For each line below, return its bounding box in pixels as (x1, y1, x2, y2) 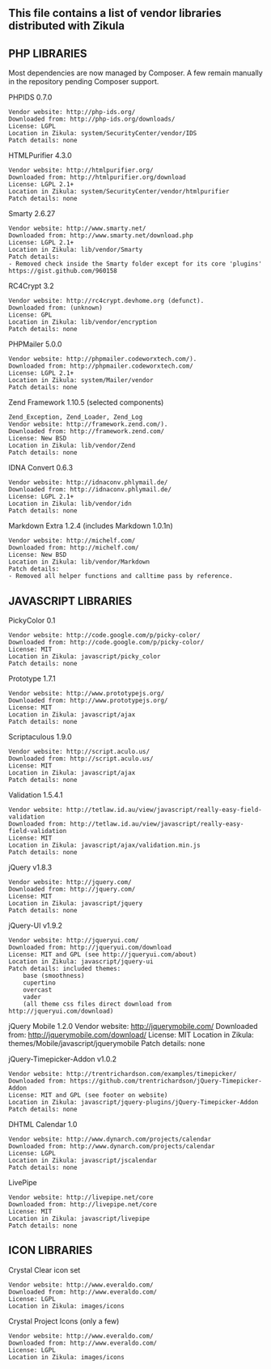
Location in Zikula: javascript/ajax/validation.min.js (8, 841, 201, 849)
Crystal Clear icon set (8, 1265, 81, 1274)
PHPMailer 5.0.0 (8, 339, 62, 349)
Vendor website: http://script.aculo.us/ (8, 748, 150, 756)
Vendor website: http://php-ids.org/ (8, 108, 136, 117)
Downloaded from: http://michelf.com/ (8, 544, 139, 552)
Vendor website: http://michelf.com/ (8, 537, 136, 545)
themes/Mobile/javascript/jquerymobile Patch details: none (8, 1039, 205, 1048)
